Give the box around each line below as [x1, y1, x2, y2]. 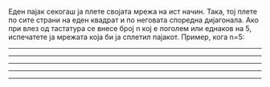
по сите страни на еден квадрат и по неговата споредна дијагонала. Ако [8, 15, 260, 25]
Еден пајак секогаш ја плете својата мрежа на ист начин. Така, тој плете [8, 7, 258, 16]
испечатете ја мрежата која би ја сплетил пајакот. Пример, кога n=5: [8, 32, 245, 42]
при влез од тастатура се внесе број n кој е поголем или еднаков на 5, [8, 24, 252, 33]
